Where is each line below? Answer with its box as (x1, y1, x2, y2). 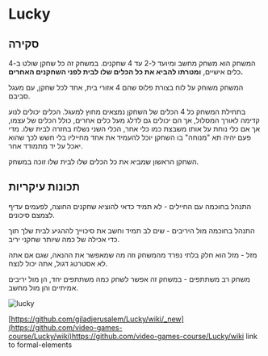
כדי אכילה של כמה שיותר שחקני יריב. (8, 234, 119, 244)
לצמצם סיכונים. (8, 210, 55, 220)
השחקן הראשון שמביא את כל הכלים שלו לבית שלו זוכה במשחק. (8, 157, 199, 166)
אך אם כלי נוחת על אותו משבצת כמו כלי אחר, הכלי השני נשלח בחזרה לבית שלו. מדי (8, 124, 261, 133)
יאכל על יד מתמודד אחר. (8, 141, 83, 150)
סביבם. (8, 91, 31, 101)
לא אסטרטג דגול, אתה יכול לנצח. (8, 258, 108, 268)
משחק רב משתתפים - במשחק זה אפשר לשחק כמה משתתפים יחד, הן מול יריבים (8, 274, 250, 283)
